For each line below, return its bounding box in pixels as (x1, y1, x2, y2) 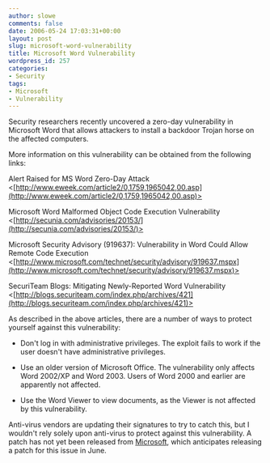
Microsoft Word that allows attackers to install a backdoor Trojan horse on (8, 125, 255, 135)
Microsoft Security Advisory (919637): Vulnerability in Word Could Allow (8, 240, 249, 249)
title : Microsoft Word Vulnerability (8, 49, 136, 57)
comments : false (8, 19, 63, 28)
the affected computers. (8, 134, 89, 144)
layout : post (8, 34, 53, 43)
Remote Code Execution (8, 248, 89, 258)
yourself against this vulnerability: (8, 323, 121, 333)
